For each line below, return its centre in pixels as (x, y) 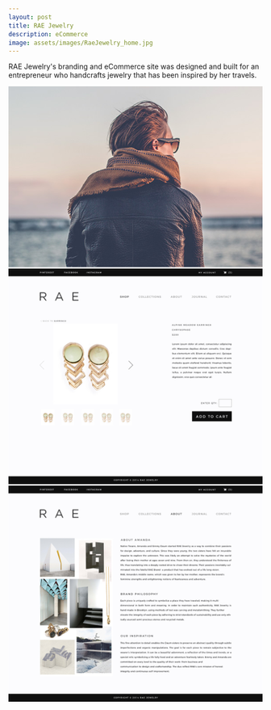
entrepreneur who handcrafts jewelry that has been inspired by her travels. (133, 75)
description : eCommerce (48, 34)
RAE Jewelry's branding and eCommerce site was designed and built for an (134, 67)
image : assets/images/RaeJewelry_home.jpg (81, 43)
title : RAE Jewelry (41, 25)
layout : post (30, 17)
